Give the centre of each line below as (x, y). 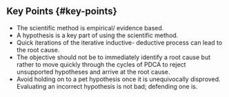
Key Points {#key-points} (62, 11)
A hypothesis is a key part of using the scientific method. (97, 35)
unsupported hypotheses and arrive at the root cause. (93, 72)
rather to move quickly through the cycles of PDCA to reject (101, 64)
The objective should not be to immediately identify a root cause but (113, 57)
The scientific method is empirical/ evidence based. (90, 28)
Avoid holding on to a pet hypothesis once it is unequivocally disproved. (119, 79)
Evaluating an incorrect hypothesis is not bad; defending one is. (107, 86)
